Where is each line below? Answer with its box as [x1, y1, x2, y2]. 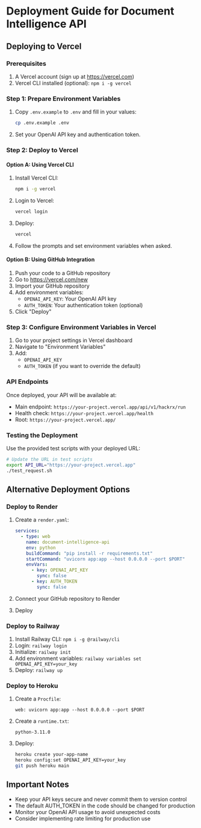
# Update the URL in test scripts [6, 456, 93, 462]
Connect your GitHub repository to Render [14, 595, 120, 602]
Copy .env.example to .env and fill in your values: [14, 108, 137, 115]
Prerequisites [6, 59, 46, 68]
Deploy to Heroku [6, 682, 58, 690]
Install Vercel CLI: [14, 174, 59, 182]
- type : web [20, 534, 51, 540]
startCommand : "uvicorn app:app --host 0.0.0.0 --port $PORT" [26, 556, 185, 562]
